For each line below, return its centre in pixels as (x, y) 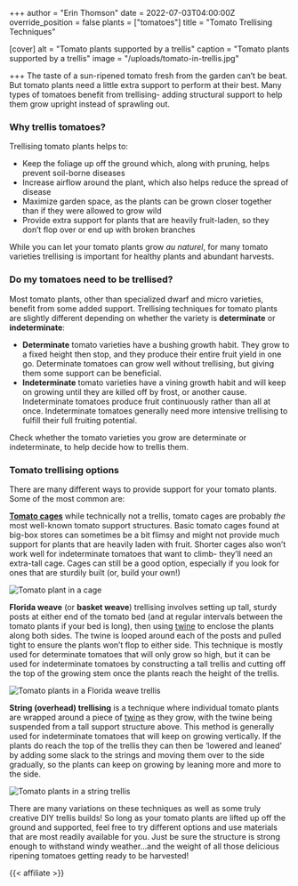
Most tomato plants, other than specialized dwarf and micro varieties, (137, 299)
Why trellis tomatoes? (58, 126)
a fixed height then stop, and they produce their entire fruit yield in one (152, 354)
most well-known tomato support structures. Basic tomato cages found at (145, 525)
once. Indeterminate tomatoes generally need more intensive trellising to (155, 411)
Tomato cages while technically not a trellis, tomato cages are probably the (148, 516)
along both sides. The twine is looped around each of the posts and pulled (145, 635)
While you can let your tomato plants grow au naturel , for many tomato (139, 247)
